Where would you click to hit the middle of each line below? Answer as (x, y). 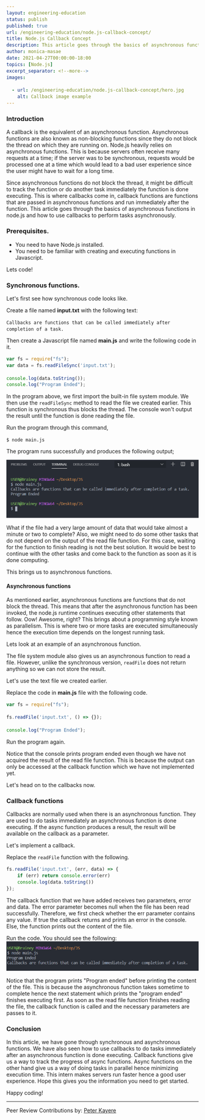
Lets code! (20, 269)
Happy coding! (25, 1093)
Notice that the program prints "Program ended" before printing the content (102, 980)
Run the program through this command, (57, 428)
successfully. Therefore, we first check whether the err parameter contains (101, 913)
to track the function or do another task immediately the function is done (98, 189)
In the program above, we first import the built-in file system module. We (98, 397)
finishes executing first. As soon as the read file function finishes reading (98, 1000)
